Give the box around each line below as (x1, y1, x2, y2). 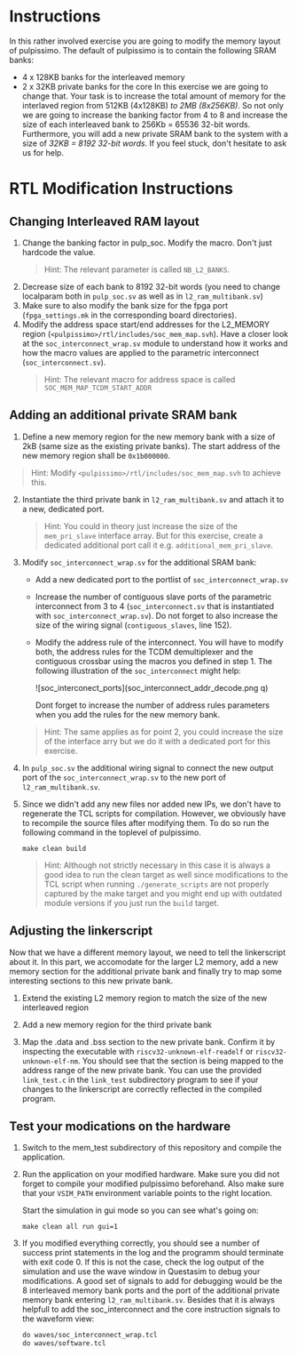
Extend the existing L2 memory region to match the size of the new (21, 992, 268, 1003)
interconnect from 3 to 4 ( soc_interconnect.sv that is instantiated (35, 600, 275, 611)
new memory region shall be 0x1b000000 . (21, 450, 171, 461)
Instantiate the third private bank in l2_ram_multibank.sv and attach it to (21, 493, 285, 504)
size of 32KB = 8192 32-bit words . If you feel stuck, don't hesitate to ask (21, 138, 287, 148)
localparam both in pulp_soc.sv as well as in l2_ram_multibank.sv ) (21, 291, 264, 301)
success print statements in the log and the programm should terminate (21, 1248, 284, 1258)
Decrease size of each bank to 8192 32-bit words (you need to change (21, 281, 281, 292)
